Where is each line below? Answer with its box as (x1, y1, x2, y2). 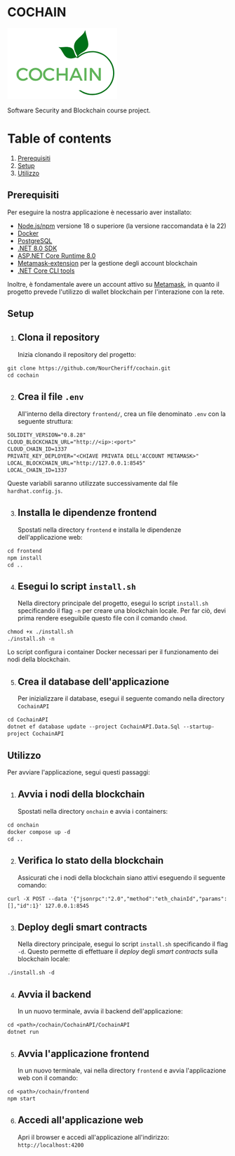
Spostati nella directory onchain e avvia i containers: (17, 807, 168, 815)
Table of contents (7, 131, 112, 147)
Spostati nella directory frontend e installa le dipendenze (17, 525, 182, 534)
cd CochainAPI (7, 716, 49, 724)
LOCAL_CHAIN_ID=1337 (7, 467, 68, 474)
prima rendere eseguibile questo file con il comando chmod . (17, 614, 188, 623)
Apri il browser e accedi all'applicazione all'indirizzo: (17, 1133, 170, 1141)
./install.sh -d (7, 969, 55, 977)
